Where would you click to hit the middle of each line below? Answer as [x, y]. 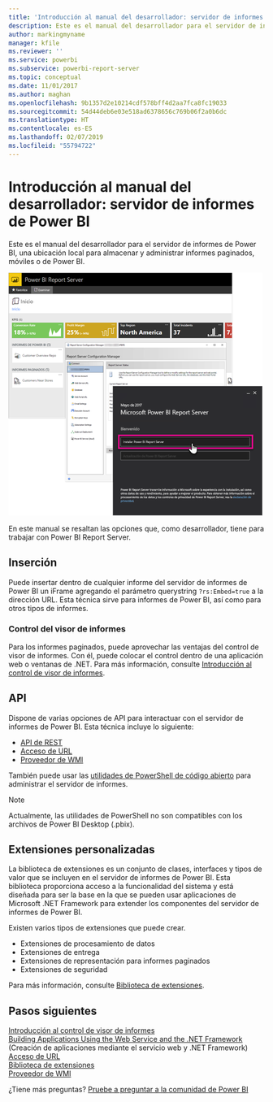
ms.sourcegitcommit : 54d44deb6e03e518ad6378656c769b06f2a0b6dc [118, 111]
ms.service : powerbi [43, 60]
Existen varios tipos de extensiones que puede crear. [97, 928]
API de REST [41, 742]
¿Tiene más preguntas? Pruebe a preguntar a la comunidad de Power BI [128, 1090]
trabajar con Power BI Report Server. [70, 537]
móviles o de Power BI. [47, 261]
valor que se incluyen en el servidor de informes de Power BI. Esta [119, 878]
